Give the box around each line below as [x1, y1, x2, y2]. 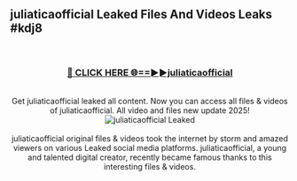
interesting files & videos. [104, 162, 196, 172]
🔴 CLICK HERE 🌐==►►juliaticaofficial [66, 66, 233, 79]
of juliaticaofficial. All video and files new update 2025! [49, 105, 251, 116]
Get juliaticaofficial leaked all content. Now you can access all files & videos [12, 96, 288, 107]
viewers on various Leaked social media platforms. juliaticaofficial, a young [12, 143, 287, 154]
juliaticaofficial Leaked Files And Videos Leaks [10, 7, 273, 22]
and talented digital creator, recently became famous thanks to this [27, 152, 273, 162]
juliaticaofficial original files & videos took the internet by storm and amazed [11, 133, 289, 144]
